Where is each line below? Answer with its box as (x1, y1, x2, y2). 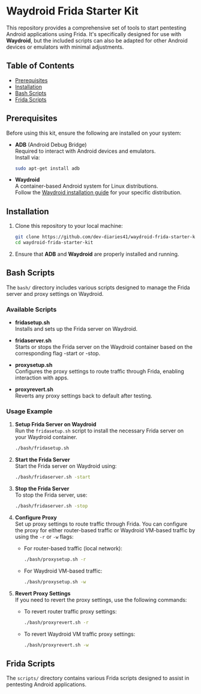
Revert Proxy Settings (14, 589, 71, 597)
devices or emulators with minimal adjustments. (6, 43, 124, 51)
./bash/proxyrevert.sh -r (23, 619, 89, 625)
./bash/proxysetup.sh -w (23, 579, 86, 585)
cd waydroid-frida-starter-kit (14, 239, 94, 246)
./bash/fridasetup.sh (14, 445, 69, 452)
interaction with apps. (14, 374, 69, 381)
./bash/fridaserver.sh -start (14, 474, 91, 481)
